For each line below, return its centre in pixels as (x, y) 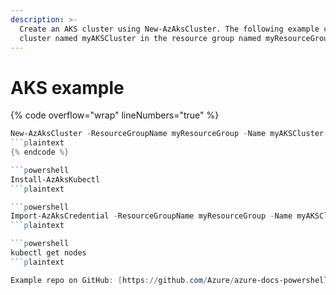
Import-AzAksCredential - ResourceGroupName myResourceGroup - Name (151, 216)
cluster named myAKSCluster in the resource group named (140, 38)
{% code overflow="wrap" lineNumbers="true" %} (115, 115)
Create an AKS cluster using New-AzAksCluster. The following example (169, 29)
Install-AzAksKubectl (55, 179)
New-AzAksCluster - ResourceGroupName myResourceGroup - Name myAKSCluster (167, 134)
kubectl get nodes (48, 253)
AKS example (67, 87)
